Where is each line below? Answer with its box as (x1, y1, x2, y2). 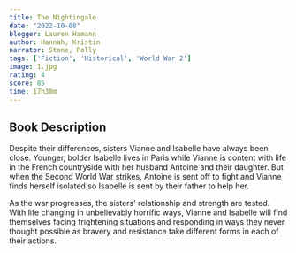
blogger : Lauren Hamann (9, 29, 97, 38)
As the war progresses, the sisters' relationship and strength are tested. (9, 198, 270, 209)
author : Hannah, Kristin (9, 37, 101, 47)
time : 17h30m (9, 87, 57, 96)
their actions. (9, 235, 57, 246)
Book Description (9, 119, 107, 134)
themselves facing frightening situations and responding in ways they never (9, 217, 285, 227)
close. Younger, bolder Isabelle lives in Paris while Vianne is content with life (9, 152, 287, 164)
